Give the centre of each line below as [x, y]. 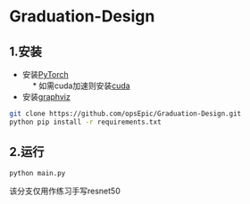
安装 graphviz [46, 97]
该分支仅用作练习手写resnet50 [65, 191]
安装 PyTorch [45, 74]
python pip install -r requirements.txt [86, 122]
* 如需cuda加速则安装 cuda [82, 86]
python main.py [37, 173]
